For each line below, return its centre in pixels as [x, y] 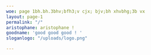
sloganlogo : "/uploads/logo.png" [47, 38]
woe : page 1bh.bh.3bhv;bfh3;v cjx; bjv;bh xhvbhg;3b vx [75, 11]
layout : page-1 [25, 17]
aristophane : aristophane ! [40, 27]
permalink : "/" [25, 22]
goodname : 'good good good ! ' [44, 33]
